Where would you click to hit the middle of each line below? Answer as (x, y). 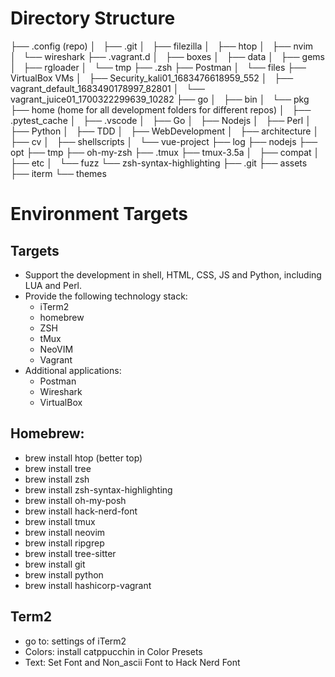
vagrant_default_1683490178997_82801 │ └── (108, 88)
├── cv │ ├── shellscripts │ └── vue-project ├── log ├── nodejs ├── (164, 141)
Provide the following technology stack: (106, 296)
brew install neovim (65, 532)
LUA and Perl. (53, 285)
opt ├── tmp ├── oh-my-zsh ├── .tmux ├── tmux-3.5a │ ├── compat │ (165, 152)
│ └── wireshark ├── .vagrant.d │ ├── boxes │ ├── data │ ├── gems (167, 56)
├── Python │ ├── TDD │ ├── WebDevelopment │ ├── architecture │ (165, 131)
